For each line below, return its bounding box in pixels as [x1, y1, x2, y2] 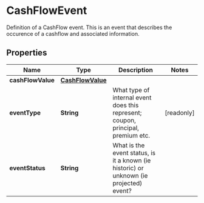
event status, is [112, 148, 156, 157]
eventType [9, 108, 41, 117]
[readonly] [165, 108, 195, 117]
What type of [112, 85, 150, 94]
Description [118, 65, 153, 74]
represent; [112, 108, 142, 117]
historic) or [112, 164, 144, 172]
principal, [112, 124, 140, 132]
